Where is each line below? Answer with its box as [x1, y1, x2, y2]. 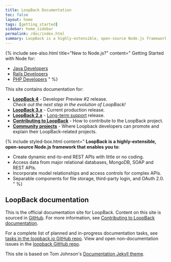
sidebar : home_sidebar [5, 27, 53, 32]
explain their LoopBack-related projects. [12, 128, 97, 134]
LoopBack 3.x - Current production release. [12, 107, 105, 113]
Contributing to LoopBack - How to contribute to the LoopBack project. [12, 117, 164, 124]
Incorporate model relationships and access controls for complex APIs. [12, 170, 162, 176]
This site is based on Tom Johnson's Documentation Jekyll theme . [5, 251, 145, 257]
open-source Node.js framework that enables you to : [5, 144, 120, 150]
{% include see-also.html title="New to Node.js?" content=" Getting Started [5, 50, 164, 56]
